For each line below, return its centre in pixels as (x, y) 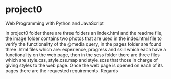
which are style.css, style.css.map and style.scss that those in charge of (82, 60)
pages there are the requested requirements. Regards (62, 71)
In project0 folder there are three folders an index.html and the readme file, (84, 33)
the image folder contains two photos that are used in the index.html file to (83, 38)
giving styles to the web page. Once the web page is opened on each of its (84, 65)
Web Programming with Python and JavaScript (54, 23)
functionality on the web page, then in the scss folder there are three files (82, 55)
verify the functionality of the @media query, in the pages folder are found (83, 44)
